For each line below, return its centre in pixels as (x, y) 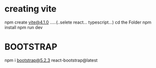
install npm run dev (24, 27)
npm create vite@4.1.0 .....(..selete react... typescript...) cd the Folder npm (78, 22)
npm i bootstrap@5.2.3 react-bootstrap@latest (51, 60)
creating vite (31, 9)
